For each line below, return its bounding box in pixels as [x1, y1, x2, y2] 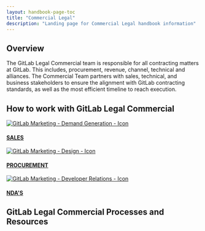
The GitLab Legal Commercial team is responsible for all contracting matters [6, 60, 199, 67]
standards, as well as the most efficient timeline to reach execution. [6, 85, 177, 93]
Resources [6, 216, 48, 227]
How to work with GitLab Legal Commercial [6, 103, 175, 114]
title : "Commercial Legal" [6, 15, 75, 21]
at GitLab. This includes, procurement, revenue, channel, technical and [6, 66, 185, 74]
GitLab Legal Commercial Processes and [6, 207, 164, 217]
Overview [6, 43, 45, 53]
